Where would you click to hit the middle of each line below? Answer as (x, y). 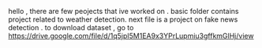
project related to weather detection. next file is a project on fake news (123, 19)
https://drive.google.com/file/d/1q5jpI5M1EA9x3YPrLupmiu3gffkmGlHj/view (131, 36)
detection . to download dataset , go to (71, 27)
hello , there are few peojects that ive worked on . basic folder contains (124, 11)
